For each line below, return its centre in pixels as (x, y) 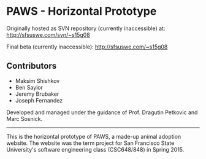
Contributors (32, 66)
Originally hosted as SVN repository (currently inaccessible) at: (86, 28)
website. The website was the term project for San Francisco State (90, 143)
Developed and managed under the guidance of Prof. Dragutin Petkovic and (102, 112)
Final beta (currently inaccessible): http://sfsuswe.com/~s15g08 (87, 47)
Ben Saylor (29, 87)
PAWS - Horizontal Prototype (82, 11)
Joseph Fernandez (39, 100)
